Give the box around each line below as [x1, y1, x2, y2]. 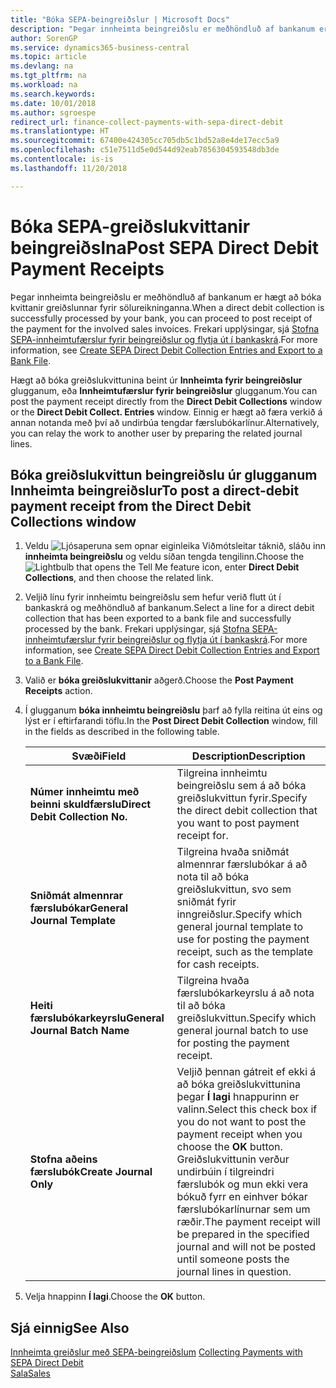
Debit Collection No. [29, 810, 128, 824]
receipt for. [176, 829, 229, 843]
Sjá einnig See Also [10, 1319, 130, 1336]
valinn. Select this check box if [176, 1102, 318, 1116]
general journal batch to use [176, 1024, 309, 1038]
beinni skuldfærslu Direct [29, 797, 152, 811]
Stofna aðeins [29, 1152, 98, 1166]
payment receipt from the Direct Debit [10, 497, 252, 515]
